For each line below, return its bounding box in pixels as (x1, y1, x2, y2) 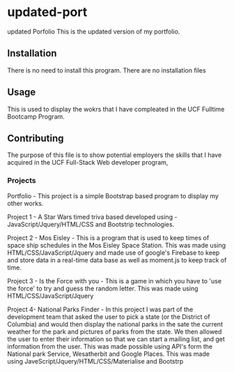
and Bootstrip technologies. (95, 220, 175, 228)
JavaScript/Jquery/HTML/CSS (7, 220, 94, 228)
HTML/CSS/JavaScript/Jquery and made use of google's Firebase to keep (7, 248, 220, 257)
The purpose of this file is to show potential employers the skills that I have (7, 151, 222, 159)
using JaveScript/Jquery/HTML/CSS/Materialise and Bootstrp (7, 357, 184, 365)
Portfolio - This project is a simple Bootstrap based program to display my (7, 191, 219, 200)
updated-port (7, 4, 88, 20)
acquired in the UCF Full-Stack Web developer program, (7, 158, 169, 167)
